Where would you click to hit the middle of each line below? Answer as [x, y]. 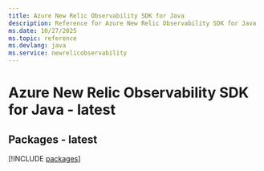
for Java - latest [62, 110]
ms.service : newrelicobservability [68, 53]
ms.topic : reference [43, 38]
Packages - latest [53, 139]
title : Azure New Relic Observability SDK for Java [96, 16]
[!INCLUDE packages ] [45, 159]
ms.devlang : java [37, 46]
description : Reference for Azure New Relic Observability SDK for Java [132, 23]
